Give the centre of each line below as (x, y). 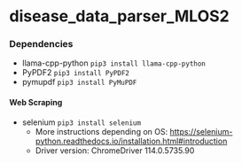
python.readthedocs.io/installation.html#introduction (131, 141)
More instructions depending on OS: (101, 131)
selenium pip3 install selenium (82, 122)
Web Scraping (36, 103)
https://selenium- (201, 131)
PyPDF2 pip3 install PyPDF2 (76, 73)
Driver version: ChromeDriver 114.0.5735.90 (115, 150)
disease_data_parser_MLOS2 (119, 16)
